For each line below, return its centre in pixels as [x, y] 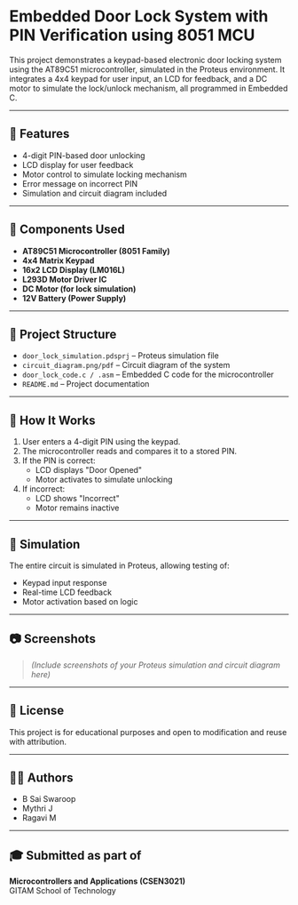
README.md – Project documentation [86, 384]
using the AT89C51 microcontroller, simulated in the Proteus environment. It [147, 69]
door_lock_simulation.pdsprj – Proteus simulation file [120, 356]
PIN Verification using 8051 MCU [132, 35]
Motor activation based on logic [80, 601]
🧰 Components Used [67, 230]
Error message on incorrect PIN [80, 183]
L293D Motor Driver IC [64, 279]
